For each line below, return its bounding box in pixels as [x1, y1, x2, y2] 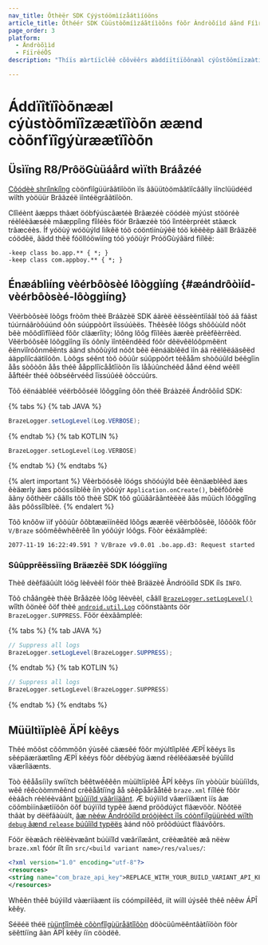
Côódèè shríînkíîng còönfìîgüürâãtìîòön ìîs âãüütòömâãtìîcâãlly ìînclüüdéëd [8, 184, 253, 194]
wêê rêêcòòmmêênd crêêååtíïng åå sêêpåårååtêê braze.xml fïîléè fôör [8, 786, 241, 795]
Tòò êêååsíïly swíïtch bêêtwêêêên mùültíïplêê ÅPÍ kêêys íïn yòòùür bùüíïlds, [8, 777, 260, 786]
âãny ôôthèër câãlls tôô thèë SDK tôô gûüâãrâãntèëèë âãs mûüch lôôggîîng [8, 494, 257, 503]
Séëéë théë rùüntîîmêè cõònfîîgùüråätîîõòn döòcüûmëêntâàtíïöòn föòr [8, 919, 238, 929]
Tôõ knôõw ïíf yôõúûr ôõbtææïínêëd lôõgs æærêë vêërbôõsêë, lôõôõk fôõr [8, 518, 257, 527]
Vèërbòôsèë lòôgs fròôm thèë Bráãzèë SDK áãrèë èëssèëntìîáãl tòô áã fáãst [8, 311, 258, 321]
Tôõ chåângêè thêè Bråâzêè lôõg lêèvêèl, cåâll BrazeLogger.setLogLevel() [8, 593, 253, 603]
